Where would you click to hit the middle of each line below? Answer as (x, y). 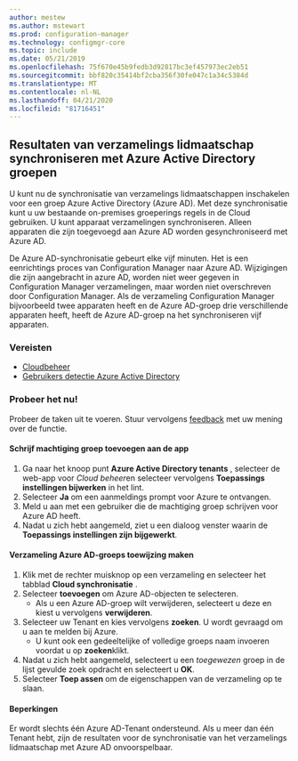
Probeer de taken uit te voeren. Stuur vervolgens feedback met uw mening (146, 418)
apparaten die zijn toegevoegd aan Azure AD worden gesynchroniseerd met (149, 231)
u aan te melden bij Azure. (70, 632)
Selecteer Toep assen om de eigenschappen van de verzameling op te (152, 679)
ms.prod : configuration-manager (69, 34)
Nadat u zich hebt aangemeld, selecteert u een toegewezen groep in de (153, 660)
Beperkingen (34, 708)
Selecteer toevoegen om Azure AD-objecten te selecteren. (130, 594)
